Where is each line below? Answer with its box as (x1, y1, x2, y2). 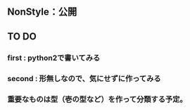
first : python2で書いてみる (7, 53, 101, 63)
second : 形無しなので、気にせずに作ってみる (7, 73, 161, 83)
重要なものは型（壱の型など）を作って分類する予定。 (7, 94, 188, 104)
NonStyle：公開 (7, 6, 77, 18)
